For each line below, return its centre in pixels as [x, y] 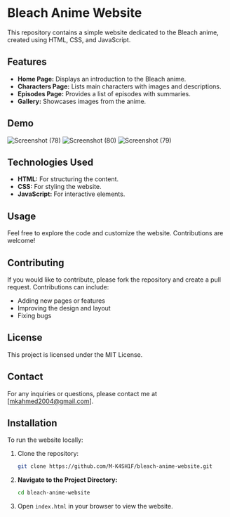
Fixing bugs [34, 315]
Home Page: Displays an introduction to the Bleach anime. [102, 79]
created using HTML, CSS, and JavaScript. [69, 39]
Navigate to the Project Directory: [67, 480]
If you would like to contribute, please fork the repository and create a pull [114, 280]
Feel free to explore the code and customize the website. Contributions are [115, 233]
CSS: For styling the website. [59, 187]
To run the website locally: [45, 440]
